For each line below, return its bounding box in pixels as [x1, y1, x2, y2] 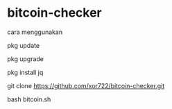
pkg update [7, 41, 40, 49]
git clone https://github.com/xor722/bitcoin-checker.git [7, 81, 165, 90]
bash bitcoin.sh [7, 95, 51, 103]
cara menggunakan [7, 28, 63, 36]
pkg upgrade [7, 54, 44, 63]
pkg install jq [7, 68, 44, 76]
